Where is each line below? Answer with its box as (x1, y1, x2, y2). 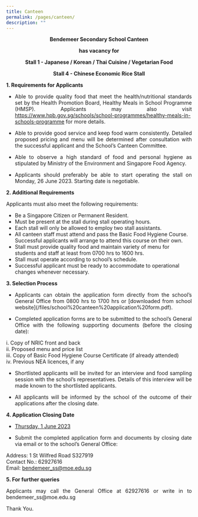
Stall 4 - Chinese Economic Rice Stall (52, 70, 146, 77)
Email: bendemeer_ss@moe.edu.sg (6, 464, 92, 472)
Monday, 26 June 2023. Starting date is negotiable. (14, 178, 140, 185)
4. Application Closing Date (6, 411, 75, 418)
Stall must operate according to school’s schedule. (14, 256, 138, 263)
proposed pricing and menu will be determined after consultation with (14, 136, 192, 143)
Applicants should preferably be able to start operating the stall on (14, 171, 192, 178)
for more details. (65, 118, 106, 125)
